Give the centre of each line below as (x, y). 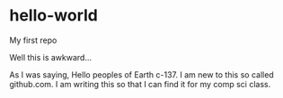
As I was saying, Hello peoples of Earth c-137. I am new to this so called (141, 74)
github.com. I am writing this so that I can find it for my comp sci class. (140, 84)
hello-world (54, 16)
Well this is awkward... (51, 57)
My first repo (33, 40)
